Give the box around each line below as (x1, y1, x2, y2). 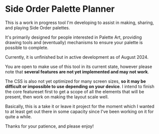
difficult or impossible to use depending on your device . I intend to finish (5, 83, 155, 89)
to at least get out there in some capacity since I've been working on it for (5, 109, 154, 114)
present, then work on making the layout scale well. (5, 94, 109, 100)
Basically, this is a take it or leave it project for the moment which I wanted (5, 103, 155, 109)
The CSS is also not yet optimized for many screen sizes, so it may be (5, 78, 146, 84)
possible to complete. (5, 45, 49, 50)
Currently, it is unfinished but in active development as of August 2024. (5, 54, 149, 60)
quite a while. (5, 113, 32, 119)
